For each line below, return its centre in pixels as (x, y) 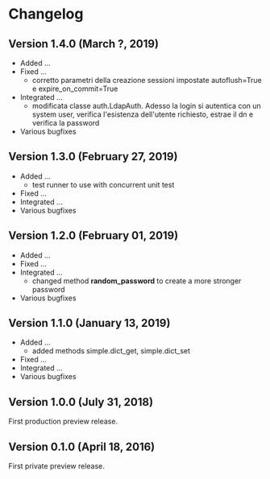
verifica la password (66, 123)
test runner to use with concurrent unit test (103, 184)
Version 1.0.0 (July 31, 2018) (81, 402)
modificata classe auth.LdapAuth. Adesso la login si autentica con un (147, 106)
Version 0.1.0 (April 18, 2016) (82, 446)
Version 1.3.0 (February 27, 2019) (93, 157)
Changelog (46, 14)
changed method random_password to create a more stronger (137, 281)
